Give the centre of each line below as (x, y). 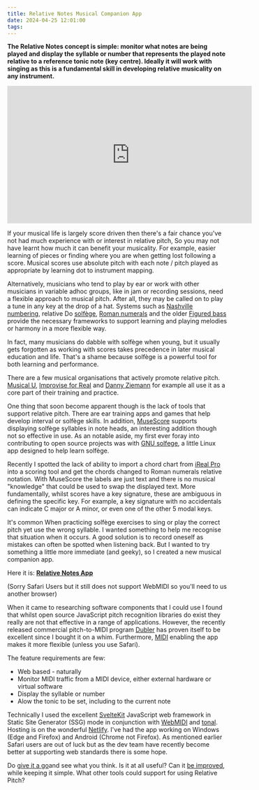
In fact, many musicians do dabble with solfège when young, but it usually (113, 342)
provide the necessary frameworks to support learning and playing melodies (117, 321)
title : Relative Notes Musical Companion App (74, 14)
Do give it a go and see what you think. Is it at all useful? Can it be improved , (116, 766)
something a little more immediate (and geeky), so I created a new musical (114, 552)
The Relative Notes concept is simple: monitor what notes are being (108, 47)
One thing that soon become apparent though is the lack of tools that (106, 407)
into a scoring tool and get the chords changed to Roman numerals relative (114, 471)
